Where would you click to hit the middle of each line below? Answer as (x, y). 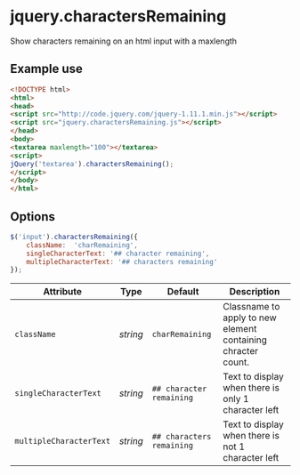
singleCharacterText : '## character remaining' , (118, 254)
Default (183, 292)
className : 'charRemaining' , (82, 245)
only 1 (236, 399)
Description (255, 292)
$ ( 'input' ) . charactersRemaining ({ (74, 237)
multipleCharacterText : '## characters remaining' (122, 262)
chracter (241, 351)
